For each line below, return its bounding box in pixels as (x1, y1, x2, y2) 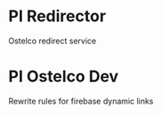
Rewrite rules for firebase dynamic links (8, 96, 154, 106)
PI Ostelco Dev (8, 66, 119, 87)
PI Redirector (8, 6, 107, 27)
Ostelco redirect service (8, 35, 97, 46)
